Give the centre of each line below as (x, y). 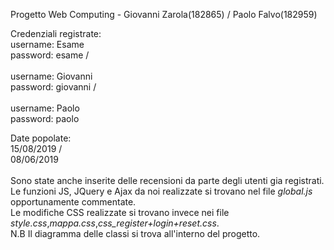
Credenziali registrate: (56, 33)
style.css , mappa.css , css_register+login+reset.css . (115, 223)
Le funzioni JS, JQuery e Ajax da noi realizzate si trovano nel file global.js (161, 191)
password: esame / (50, 55)
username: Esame (47, 44)
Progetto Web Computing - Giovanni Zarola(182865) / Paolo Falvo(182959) (164, 14)
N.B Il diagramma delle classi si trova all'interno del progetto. (135, 233)
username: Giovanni (51, 76)
